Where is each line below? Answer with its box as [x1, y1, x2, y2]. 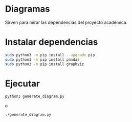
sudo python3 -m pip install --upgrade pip [5, 52, 95, 57]
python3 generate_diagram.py [5, 94, 65, 99]
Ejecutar [5, 78, 40, 89]
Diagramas [5, 3, 50, 15]
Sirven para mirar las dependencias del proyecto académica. [5, 19, 128, 25]
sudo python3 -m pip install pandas [5, 57, 80, 62]
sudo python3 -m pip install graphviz [5, 62, 84, 67]
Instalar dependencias [5, 36, 98, 48]
